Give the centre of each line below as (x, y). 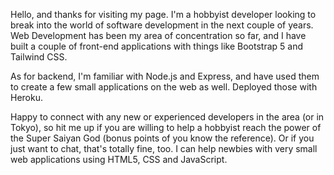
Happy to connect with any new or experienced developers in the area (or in (167, 117)
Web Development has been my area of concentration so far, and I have (158, 35)
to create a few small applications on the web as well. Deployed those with (164, 87)
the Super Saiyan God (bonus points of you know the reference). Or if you (162, 138)
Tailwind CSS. (39, 57)
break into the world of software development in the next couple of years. (162, 25)
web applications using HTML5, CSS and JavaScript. (119, 159)
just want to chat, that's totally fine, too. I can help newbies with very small (164, 148)
